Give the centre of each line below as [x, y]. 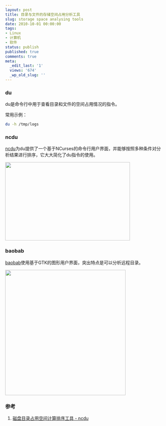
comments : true [21, 56]
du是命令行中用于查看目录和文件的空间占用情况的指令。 [62, 104]
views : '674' [23, 71]
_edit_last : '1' [26, 66]
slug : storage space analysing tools [44, 19]
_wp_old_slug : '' [28, 75]
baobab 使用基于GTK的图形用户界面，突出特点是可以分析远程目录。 [74, 262]
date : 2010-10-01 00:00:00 [33, 24]
